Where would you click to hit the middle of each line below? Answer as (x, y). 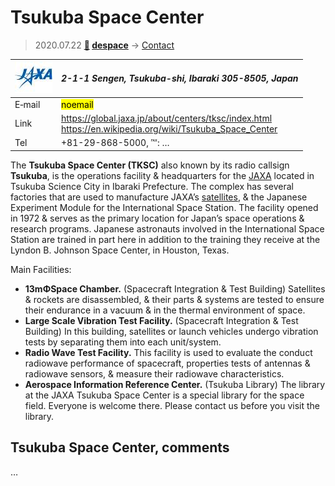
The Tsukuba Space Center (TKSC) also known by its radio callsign (150, 165)
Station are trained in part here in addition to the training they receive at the (165, 239)
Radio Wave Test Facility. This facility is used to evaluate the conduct (168, 352)
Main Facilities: (41, 269)
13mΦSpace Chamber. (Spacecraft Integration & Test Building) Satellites (175, 288)
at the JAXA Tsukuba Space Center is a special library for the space (164, 395)
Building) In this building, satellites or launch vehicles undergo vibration (171, 331)
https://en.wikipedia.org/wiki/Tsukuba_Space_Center (169, 128)
